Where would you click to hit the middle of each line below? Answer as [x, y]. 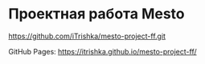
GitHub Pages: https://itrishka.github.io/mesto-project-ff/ [102, 51]
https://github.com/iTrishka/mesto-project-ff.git [87, 36]
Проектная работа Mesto [96, 14]
